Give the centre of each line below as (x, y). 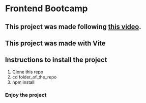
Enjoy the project (26, 95)
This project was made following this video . (73, 27)
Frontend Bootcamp (46, 9)
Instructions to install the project (56, 60)
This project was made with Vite (55, 43)
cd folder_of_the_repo (34, 77)
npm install (23, 82)
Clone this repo (28, 72)
